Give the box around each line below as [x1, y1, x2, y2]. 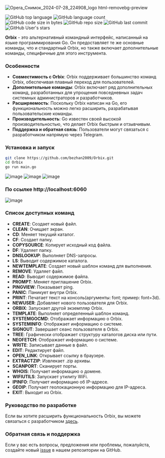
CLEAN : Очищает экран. [12, 226, 64, 232]
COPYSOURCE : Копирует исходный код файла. [12, 242, 112, 248]
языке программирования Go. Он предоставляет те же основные [5, 40, 144, 46]
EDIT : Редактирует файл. [12, 347, 65, 353]
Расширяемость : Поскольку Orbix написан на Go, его [12, 100, 127, 106]
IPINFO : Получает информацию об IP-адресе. [12, 379, 109, 385]
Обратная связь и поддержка [5, 431, 81, 438]
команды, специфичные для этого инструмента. [5, 50, 107, 56]
